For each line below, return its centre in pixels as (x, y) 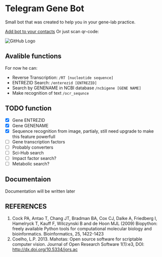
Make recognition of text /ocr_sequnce (51, 93)
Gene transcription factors (39, 141)
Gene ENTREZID (29, 120)
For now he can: (21, 68)
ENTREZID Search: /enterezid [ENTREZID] (54, 82)
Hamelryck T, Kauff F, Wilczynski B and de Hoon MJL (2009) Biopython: (85, 223)
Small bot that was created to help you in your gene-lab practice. (70, 22)
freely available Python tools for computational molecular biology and (82, 228)
